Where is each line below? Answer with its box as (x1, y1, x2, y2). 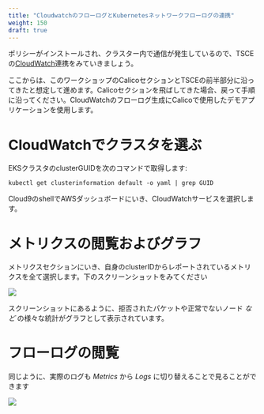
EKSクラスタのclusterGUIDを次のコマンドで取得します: (8, 164, 188, 173)
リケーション (8, 105, 50, 115)
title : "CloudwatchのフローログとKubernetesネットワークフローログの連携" (8, 11, 235, 20)
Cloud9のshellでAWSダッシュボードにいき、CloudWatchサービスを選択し (8, 194, 247, 204)
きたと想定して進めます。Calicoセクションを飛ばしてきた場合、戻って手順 (14, 85, 255, 95)
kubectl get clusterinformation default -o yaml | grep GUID (8, 179, 214, 187)
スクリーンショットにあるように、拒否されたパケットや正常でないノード (8, 303, 243, 313)
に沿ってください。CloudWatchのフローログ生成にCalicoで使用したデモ (8, 96, 241, 105)
